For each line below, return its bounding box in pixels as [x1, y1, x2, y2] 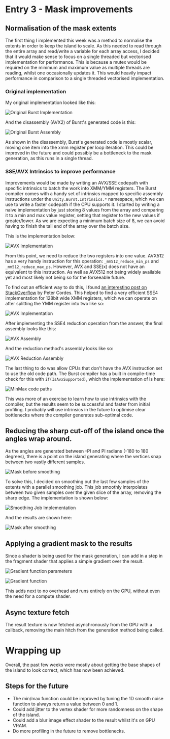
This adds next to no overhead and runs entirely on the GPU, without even [5, 588, 160, 594]
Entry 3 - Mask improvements [5, 4, 133, 15]
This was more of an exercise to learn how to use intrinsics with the [5, 395, 146, 402]
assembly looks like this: [5, 325, 57, 332]
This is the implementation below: [5, 233, 76, 239]
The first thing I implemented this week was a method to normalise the [5, 37, 153, 43]
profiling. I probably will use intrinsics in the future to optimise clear [5, 406, 146, 412]
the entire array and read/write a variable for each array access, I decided [5, 48, 160, 54]
